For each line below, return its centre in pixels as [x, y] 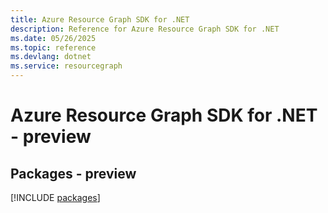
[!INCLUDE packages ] [55, 197]
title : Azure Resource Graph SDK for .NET [100, 19]
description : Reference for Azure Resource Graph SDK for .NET [145, 29]
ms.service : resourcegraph [66, 66]
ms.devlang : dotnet [51, 57]
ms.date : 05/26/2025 [53, 38]
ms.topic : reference [53, 47]
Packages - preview [73, 173]
